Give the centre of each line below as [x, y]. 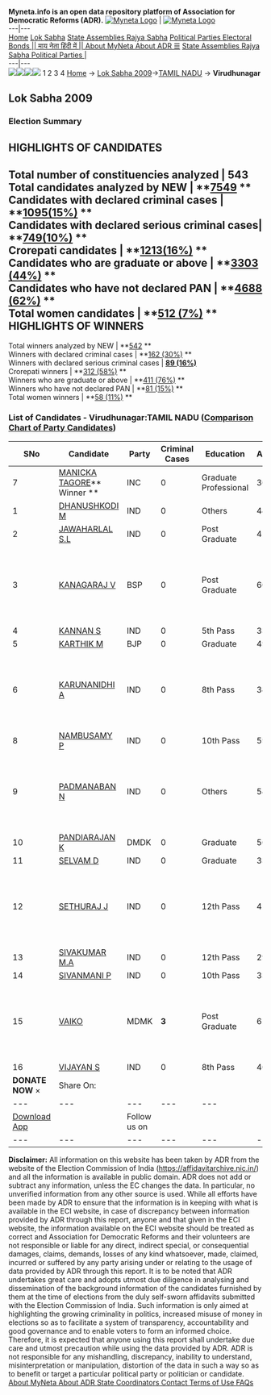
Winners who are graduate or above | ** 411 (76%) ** [97, 380]
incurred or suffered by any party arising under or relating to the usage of [130, 1262]
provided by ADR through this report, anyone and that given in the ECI [124, 1219]
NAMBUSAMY [85, 735]
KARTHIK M [81, 643]
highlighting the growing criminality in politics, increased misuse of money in [135, 1314]
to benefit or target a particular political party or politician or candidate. [126, 1373]
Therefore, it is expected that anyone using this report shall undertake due [132, 1339]
